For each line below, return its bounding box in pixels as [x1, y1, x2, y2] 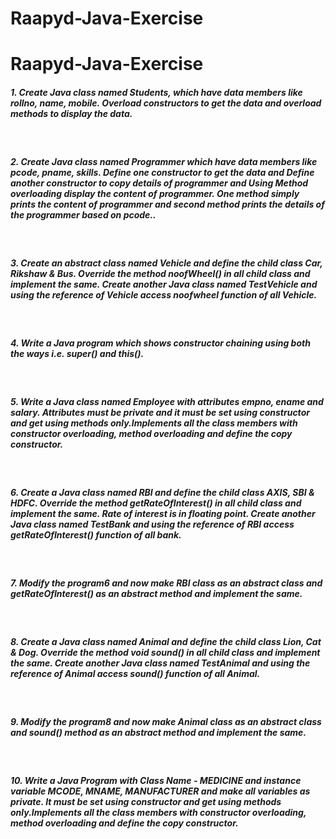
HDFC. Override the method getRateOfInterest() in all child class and [10, 497, 302, 509]
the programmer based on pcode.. [10, 208, 157, 221]
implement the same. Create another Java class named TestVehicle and [10, 278, 318, 290]
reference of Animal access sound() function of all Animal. [10, 667, 261, 679]
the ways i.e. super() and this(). [10, 347, 145, 359]
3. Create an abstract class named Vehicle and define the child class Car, [10, 257, 323, 269]
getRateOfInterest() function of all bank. [10, 528, 182, 541]
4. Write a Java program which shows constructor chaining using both [10, 337, 311, 349]
